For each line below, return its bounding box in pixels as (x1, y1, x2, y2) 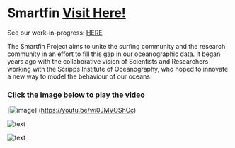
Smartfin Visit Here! (7, 5, 126, 21)
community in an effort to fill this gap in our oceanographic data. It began (7, 50, 221, 58)
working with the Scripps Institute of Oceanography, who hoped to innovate (7, 64, 229, 73)
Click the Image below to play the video (7, 90, 145, 100)
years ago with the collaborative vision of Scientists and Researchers (7, 57, 209, 65)
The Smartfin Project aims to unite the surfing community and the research (7, 42, 226, 50)
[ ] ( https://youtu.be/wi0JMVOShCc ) (7, 106, 137, 115)
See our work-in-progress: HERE (7, 28, 103, 37)
